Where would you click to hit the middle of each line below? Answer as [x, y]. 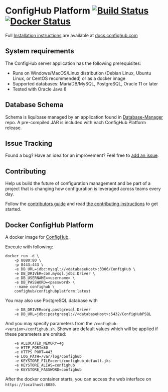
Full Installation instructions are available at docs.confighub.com [71, 35]
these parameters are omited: [36, 334]
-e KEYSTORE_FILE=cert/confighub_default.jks [63, 361]
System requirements [40, 51]
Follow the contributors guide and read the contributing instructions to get [81, 204]
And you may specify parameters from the [49, 323]
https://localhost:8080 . [31, 384]
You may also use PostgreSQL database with [51, 301]
